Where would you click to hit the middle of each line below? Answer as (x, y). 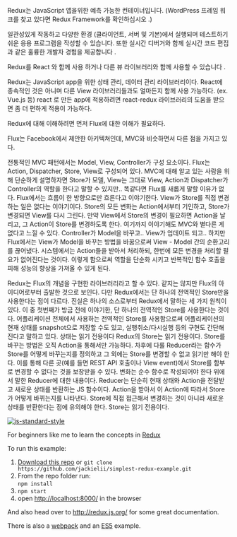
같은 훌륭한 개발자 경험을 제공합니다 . (65, 52)
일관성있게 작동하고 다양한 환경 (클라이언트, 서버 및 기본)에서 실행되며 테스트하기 (118, 34)
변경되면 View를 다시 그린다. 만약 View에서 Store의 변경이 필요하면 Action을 (113, 215)
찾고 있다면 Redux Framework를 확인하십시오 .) (86, 19)
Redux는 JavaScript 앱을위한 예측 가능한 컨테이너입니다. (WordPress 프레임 (113, 10)
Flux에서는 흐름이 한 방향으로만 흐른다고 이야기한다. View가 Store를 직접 (116, 197)
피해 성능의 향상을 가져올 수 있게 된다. (59, 268)
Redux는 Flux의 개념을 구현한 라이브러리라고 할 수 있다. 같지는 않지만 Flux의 (112, 283)
